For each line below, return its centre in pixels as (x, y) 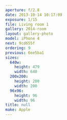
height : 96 (26, 95)
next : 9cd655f (20, 43)
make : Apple (18, 110)
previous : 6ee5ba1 (25, 53)
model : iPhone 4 (22, 39)
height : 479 (27, 67)
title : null (18, 105)
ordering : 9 (18, 48)
